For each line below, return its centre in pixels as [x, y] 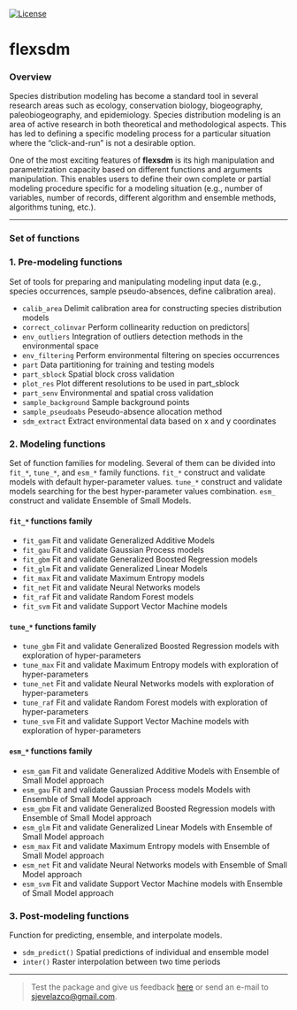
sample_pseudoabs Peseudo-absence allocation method [122, 411]
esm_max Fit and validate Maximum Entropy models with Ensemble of [146, 845]
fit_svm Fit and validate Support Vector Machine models [125, 607]
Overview [30, 77]
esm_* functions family [51, 751]
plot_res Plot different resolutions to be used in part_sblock [131, 383]
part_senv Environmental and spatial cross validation [118, 393]
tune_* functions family [53, 626]
